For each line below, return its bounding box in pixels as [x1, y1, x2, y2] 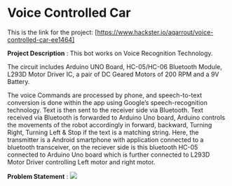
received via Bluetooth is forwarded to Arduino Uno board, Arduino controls [7, 113, 226, 122]
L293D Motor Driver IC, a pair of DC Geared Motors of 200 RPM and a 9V [7, 70, 219, 78]
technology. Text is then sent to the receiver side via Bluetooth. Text [7, 106, 203, 114]
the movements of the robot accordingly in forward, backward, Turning [7, 120, 212, 129]
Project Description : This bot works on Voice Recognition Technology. [7, 49, 213, 57]
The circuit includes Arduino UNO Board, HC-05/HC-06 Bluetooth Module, [7, 62, 222, 71]
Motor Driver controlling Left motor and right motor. [7, 157, 156, 166]
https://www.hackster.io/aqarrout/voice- [97, 28, 214, 36]
